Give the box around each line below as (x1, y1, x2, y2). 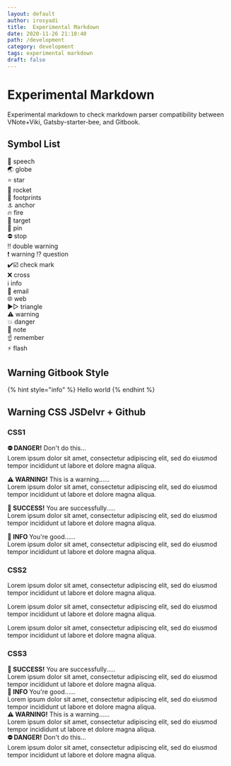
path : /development (7, 37, 65, 44)
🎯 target (7, 216, 31, 225)
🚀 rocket (7, 185, 32, 194)
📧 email (7, 287, 30, 295)
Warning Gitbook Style (7, 367, 109, 379)
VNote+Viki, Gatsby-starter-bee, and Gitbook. (7, 117, 141, 126)
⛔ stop (7, 231, 27, 240)
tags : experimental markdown (7, 50, 93, 57)
